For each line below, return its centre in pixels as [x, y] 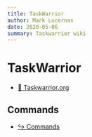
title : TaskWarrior [36, 14]
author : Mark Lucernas [40, 20]
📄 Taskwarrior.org [43, 88]
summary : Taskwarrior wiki [47, 33]
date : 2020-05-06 [33, 27]
